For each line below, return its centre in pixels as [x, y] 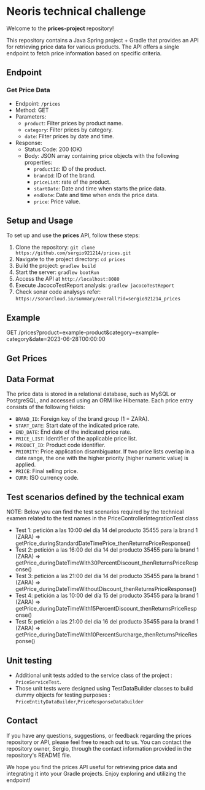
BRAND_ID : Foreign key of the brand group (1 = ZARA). [82, 419]
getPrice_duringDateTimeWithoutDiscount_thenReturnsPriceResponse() [106, 589]
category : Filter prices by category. [69, 130]
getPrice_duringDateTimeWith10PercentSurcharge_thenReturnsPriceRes [106, 635]
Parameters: [31, 116]
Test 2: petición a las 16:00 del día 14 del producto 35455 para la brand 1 [107, 550]
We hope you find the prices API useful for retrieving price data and [92, 767]
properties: [38, 162]
